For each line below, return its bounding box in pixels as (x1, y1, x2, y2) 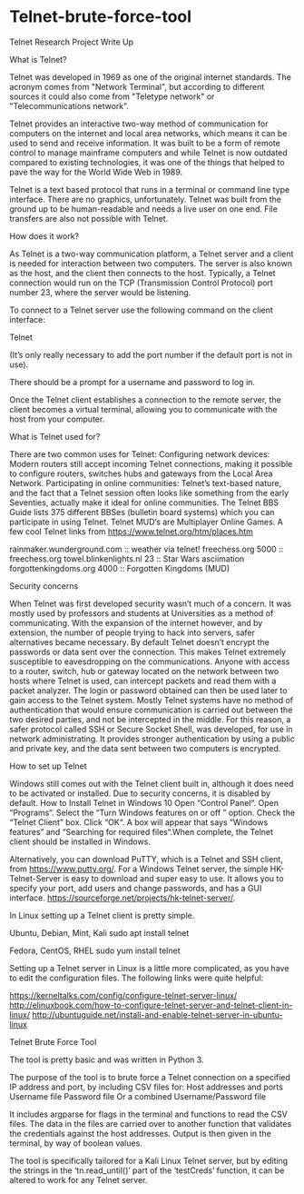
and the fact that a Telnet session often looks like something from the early (9, 487, 289, 498)
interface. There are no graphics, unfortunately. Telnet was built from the (9, 194, 282, 204)
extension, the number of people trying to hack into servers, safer (9, 627, 256, 638)
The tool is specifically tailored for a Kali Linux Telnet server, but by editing (9, 1155, 289, 1166)
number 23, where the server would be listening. (9, 286, 191, 297)
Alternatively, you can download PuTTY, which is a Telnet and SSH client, (9, 853, 283, 864)
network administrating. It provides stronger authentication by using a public (9, 733, 295, 744)
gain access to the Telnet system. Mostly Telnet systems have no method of (9, 694, 294, 705)
